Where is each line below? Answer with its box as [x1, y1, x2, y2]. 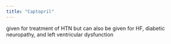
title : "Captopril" [6, 8, 55, 15]
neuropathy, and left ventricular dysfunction [6, 31, 114, 38]
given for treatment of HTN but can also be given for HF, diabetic [6, 25, 165, 32]
